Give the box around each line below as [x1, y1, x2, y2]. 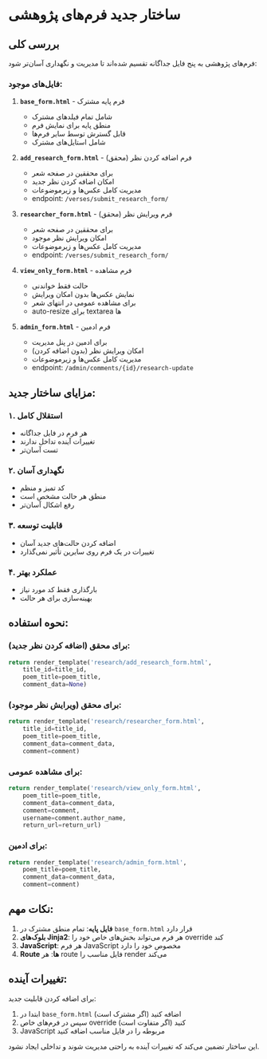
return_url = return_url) [22, 821, 102, 829]
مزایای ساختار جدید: [8, 385, 96, 400]
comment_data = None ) [22, 681, 88, 689]
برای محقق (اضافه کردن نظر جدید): [8, 640, 131, 651]
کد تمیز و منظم [19, 483, 65, 492]
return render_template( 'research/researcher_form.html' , [8, 717, 205, 725]
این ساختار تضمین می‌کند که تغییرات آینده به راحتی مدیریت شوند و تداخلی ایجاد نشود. [8, 1041, 260, 1051]
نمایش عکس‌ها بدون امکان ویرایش [31, 290, 135, 299]
